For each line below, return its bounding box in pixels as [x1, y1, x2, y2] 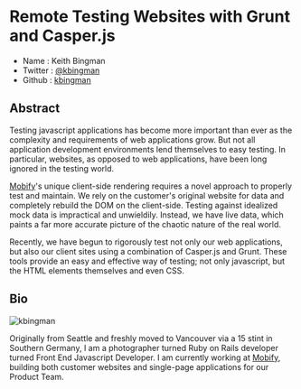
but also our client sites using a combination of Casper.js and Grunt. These [9, 245, 287, 256]
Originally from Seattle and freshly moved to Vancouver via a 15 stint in [9, 332, 273, 344]
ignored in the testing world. [9, 162, 115, 173]
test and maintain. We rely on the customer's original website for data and [9, 190, 285, 200]
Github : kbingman [22, 74, 92, 85]
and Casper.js [9, 25, 116, 46]
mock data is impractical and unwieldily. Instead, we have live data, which [9, 209, 285, 220]
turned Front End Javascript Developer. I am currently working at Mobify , [9, 352, 281, 363]
